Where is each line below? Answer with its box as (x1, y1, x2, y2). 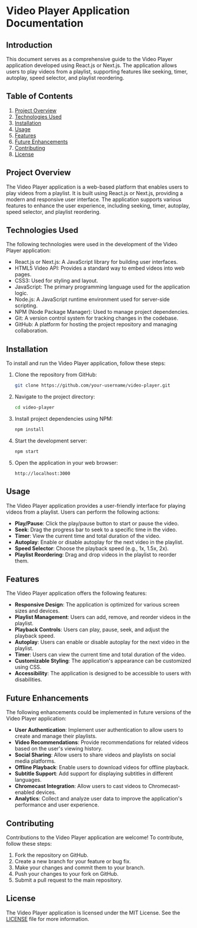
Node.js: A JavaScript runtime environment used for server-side (14, 296, 170, 303)
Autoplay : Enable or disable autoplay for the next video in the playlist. (14, 538, 184, 545)
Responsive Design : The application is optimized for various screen (14, 601, 180, 608)
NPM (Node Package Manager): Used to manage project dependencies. (14, 309, 189, 316)
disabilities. (14, 676, 42, 683)
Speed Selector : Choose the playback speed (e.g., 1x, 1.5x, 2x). (14, 545, 169, 552)
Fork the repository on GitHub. (14, 852, 89, 859)
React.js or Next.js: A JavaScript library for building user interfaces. (14, 259, 178, 266)
